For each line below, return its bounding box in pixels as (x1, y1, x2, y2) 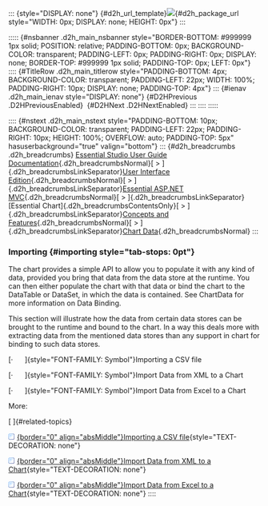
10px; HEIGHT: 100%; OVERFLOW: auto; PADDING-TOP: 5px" (33, 133, 234, 142)
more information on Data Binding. (8, 298, 122, 308)
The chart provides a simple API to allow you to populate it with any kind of (8, 265, 255, 274)
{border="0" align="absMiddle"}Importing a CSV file (17, 432, 190, 442)
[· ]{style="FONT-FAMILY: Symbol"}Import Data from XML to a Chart (8, 370, 244, 380)
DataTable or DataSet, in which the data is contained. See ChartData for (8, 290, 244, 300)
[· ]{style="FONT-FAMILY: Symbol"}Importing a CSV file (8, 355, 202, 365)
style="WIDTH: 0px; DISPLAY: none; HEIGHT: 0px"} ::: (8, 17, 186, 26)
